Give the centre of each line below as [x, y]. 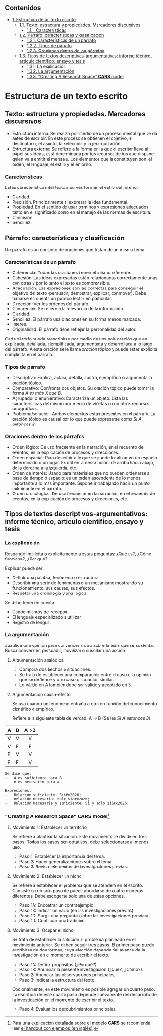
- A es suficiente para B [33, 778]
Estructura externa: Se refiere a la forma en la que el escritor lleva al [80, 149]
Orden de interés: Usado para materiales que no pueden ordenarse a [81, 473]
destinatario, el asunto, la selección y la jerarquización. [67, 143]
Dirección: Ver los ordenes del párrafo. [51, 304]
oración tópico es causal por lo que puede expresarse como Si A [77, 419]
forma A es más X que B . [37, 393]
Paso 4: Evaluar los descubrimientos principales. [68, 1009]
